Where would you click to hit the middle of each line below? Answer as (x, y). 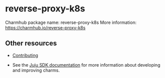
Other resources (31, 43)
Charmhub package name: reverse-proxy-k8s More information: (71, 22)
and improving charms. (36, 70)
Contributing (25, 55)
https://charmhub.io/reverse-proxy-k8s (45, 27)
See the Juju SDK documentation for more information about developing (86, 65)
